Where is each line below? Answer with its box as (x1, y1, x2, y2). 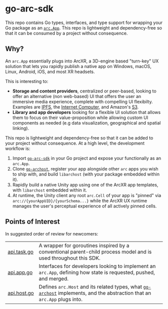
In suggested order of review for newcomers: (5, 230, 98, 236)
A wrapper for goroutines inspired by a (38, 242, 129, 249)
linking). (12, 125, 29, 131)
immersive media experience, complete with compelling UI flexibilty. (12, 98, 153, 104)
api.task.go (7, 248, 34, 255)
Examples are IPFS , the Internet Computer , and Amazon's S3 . (12, 103, 139, 110)
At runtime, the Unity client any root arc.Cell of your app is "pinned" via (12, 192, 161, 198)
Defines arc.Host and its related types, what (38, 283, 142, 290)
